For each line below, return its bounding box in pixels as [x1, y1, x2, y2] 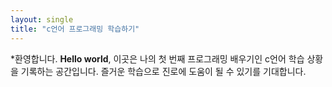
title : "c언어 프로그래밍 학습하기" [10, 24, 140, 34]
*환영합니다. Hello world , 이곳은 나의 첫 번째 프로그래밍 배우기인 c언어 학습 [10, 52, 305, 65]
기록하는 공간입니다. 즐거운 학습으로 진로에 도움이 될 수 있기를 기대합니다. [20, 65, 307, 77]
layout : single [10, 14, 74, 25]
